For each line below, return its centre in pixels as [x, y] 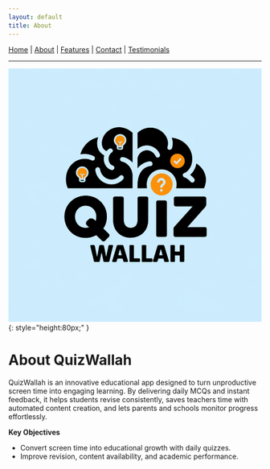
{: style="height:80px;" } [49, 328]
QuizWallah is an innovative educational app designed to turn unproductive [133, 382]
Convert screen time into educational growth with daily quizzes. [125, 447]
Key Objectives [34, 432]
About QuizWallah [70, 360]
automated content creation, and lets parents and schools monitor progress [133, 408]
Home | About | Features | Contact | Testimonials [89, 49]
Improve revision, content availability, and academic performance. [129, 456]
